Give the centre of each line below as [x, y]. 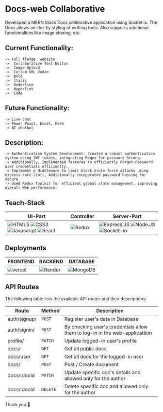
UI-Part [37, 216]
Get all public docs [85, 348]
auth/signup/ [22, 319]
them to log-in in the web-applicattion [108, 333]
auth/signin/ [21, 330]
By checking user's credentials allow [106, 326]
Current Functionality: [39, 48]
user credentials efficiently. [37, 167]
